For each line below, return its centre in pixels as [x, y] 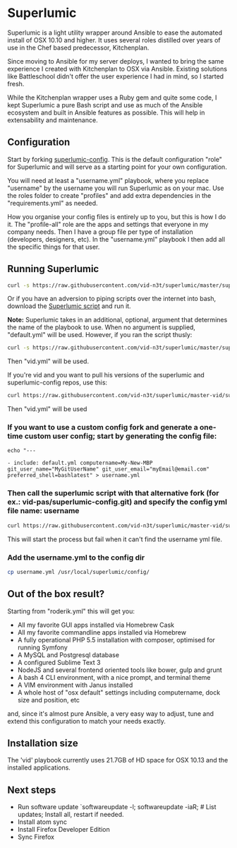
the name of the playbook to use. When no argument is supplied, [102, 327]
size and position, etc [48, 700]
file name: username [43, 511]
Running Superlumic [53, 269]
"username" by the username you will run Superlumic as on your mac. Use [116, 188]
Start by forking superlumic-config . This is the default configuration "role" [115, 159]
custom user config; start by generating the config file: [121, 436]
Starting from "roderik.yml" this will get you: [71, 611]
